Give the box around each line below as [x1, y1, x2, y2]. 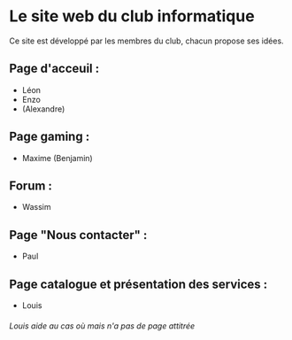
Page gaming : [9, 129, 90, 144]
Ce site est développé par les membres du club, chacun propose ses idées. [9, 35, 285, 46]
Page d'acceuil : [9, 61, 100, 76]
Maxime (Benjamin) [21, 152, 93, 163]
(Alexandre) [21, 104, 65, 114]
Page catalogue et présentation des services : [9, 276, 268, 291]
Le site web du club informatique [9, 6, 255, 27]
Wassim [21, 202, 51, 212]
